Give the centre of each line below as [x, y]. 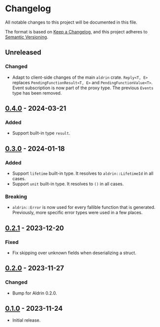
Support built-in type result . [41, 133]
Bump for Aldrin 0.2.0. [35, 293]
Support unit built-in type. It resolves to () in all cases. [68, 184]
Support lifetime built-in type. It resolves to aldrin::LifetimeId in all [83, 173]
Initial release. [26, 320]
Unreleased [23, 52]
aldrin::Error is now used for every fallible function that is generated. [84, 207]
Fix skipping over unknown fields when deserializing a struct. [74, 253]
